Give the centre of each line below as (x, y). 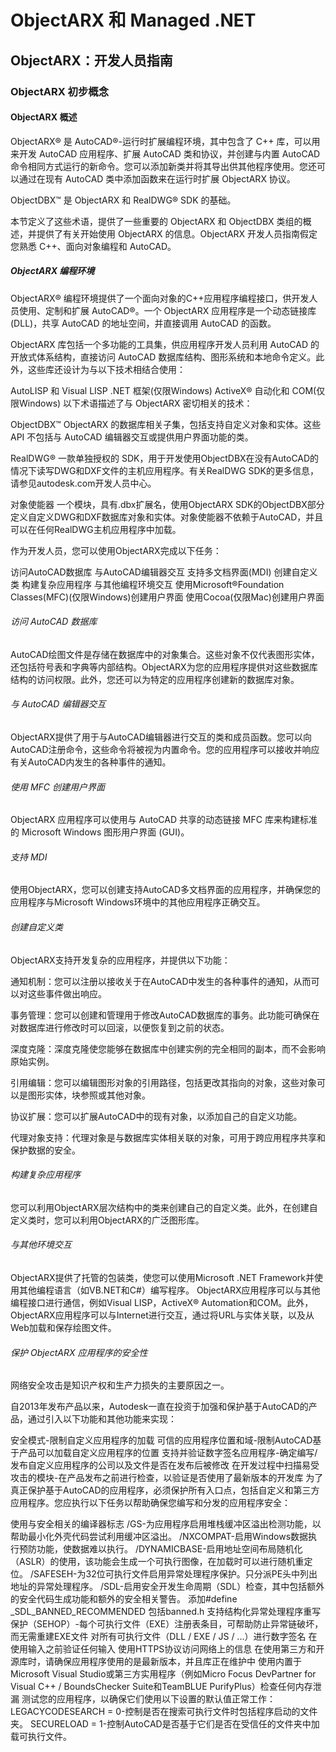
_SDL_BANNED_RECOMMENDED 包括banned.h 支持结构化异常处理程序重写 (166, 1612)
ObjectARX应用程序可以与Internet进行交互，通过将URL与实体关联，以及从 (162, 1315)
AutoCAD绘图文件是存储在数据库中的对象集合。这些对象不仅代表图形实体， (165, 654)
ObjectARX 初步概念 (60, 91)
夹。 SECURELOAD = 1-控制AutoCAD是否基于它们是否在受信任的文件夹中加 (165, 1724)
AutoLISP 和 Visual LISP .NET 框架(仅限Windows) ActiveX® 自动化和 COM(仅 (168, 390)
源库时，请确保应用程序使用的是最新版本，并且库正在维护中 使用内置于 (156, 1662)
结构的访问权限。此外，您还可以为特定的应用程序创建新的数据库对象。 (155, 679)
